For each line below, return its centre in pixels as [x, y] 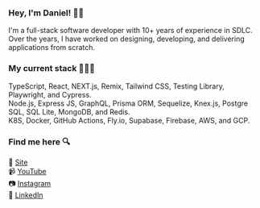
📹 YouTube [27, 171]
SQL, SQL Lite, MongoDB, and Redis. [69, 111]
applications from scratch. [52, 48]
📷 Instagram [30, 183]
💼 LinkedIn [26, 195]
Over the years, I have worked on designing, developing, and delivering [127, 39]
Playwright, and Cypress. [50, 94]
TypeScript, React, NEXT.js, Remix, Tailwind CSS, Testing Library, [117, 86]
